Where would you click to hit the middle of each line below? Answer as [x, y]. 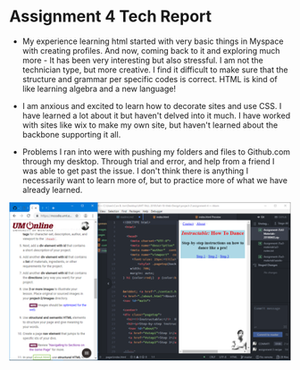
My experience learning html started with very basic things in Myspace [153, 41]
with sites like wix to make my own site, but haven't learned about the [150, 125]
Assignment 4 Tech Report [111, 17]
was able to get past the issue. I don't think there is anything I [135, 171]
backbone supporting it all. [71, 134]
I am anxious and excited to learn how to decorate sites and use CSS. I [152, 105]
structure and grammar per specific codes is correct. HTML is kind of [150, 79]
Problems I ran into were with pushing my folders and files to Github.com [156, 151]
